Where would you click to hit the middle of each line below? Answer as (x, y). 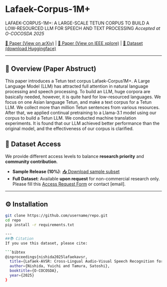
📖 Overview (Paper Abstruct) (51, 69)
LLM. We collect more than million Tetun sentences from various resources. (83, 107)
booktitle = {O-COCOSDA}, (34, 271)
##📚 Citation (19, 238)
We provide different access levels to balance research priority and (75, 156)
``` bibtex (15, 252)
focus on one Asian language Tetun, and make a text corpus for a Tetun (79, 102)
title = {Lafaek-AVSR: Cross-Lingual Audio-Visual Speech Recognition (82, 262)
